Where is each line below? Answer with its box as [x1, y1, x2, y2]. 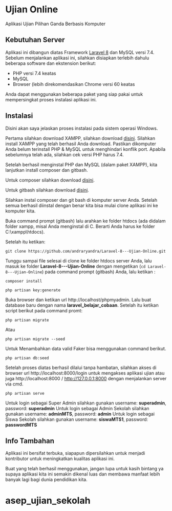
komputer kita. [5, 207, 36, 214]
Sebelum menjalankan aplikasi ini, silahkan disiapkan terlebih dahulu [5, 55, 149, 61]
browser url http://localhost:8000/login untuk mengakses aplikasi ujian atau [5, 369, 165, 376]
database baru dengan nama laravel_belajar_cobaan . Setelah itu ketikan [5, 302, 159, 308]
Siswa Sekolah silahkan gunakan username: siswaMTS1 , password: [5, 416, 148, 422]
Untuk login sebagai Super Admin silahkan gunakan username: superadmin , [5, 400, 166, 406]
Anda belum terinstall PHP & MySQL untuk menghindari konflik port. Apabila [5, 146, 165, 152]
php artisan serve [5, 391, 45, 396]
